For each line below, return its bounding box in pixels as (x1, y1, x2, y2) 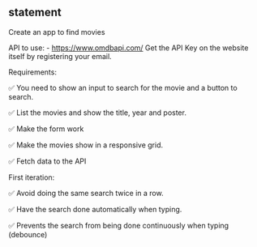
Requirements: (8, 67, 57, 77)
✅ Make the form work (8, 124, 84, 134)
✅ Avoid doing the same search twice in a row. (8, 188, 164, 198)
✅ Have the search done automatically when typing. (8, 204, 182, 214)
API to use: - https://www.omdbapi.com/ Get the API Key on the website (8, 43, 249, 53)
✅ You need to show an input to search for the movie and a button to (8, 83, 238, 92)
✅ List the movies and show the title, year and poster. (8, 108, 186, 117)
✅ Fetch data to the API (8, 156, 87, 166)
